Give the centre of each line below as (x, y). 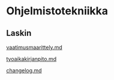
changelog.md (24, 70)
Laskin (19, 33)
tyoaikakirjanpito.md (31, 59)
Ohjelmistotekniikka (57, 11)
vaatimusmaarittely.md (34, 47)
